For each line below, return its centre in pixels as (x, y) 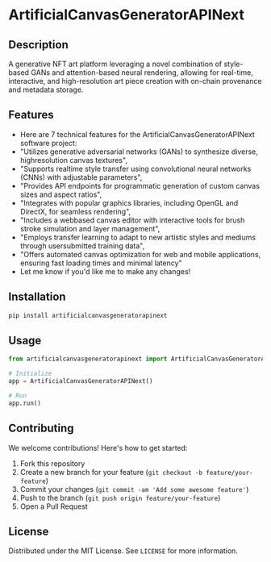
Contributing (41, 429)
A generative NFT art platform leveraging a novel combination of (115, 64)
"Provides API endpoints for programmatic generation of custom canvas (140, 185)
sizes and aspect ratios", (61, 194)
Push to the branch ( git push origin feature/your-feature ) (120, 497)
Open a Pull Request (54, 506)
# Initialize (30, 374)
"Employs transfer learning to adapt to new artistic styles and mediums (138, 237)
